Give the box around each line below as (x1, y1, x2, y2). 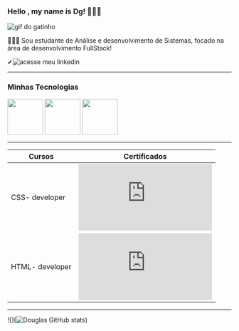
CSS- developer (11, 192, 66, 202)
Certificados (123, 151, 167, 161)
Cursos (28, 151, 54, 161)
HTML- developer (11, 261, 72, 271)
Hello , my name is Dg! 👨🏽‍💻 (7, 6, 102, 16)
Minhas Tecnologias (7, 82, 79, 92)
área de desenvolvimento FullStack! (7, 44, 112, 53)
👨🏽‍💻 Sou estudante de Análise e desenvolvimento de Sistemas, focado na (7, 36, 224, 45)
